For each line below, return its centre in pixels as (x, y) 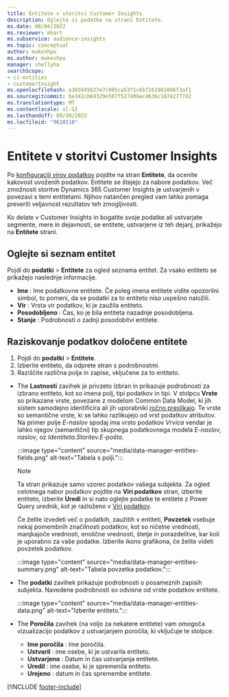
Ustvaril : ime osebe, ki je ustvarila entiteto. (89, 652)
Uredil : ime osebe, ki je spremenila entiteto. (89, 666)
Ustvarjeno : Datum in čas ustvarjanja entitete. (93, 659)
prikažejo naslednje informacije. (52, 277)
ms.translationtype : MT (41, 103)
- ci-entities (27, 77)
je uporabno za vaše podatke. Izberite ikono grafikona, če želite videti (115, 541)
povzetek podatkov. (45, 549)
